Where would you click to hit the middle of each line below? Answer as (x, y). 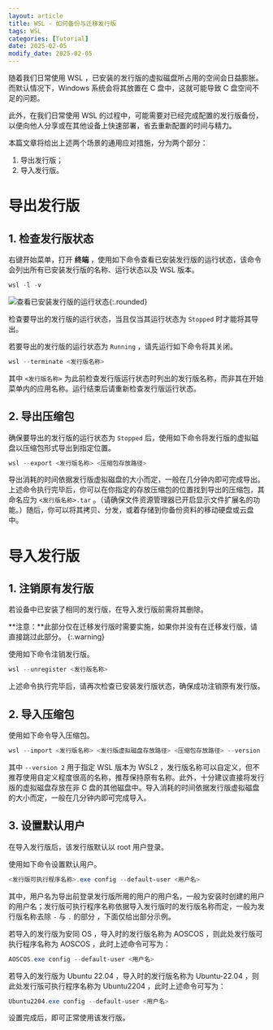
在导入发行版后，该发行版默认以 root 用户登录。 (89, 846)
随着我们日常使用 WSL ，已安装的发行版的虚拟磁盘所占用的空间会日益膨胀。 (136, 78)
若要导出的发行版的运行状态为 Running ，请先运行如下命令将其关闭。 (123, 346)
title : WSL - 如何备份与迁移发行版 (62, 24)
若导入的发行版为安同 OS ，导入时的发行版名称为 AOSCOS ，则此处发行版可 (136, 933)
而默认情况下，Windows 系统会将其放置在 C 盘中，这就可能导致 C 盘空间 (130, 88)
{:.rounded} (128, 301)
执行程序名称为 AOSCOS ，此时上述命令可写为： (89, 944)
